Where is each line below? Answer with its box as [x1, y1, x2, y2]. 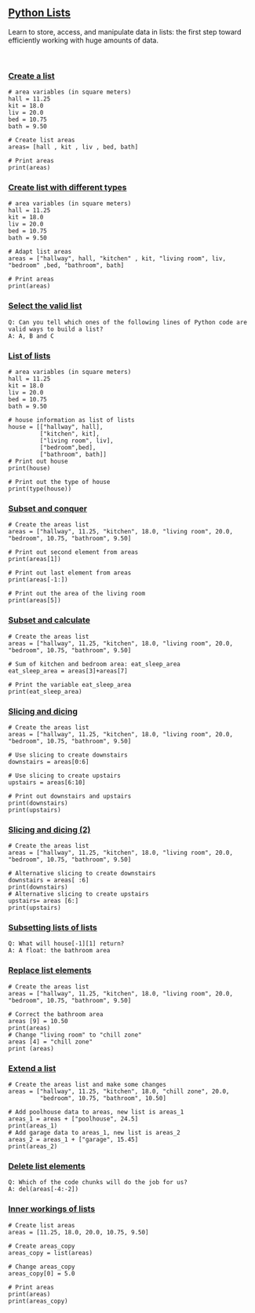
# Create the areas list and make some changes [8, 1080, 167, 1089]
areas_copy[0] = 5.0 [8, 1269, 76, 1278]
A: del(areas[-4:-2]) [8, 1186, 79, 1194]
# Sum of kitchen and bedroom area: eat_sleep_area [8, 660, 180, 668]
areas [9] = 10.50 [8, 1017, 68, 1025]
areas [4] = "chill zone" [8, 1037, 93, 1046]
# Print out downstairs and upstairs [8, 792, 132, 800]
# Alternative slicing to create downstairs [8, 870, 156, 878]
